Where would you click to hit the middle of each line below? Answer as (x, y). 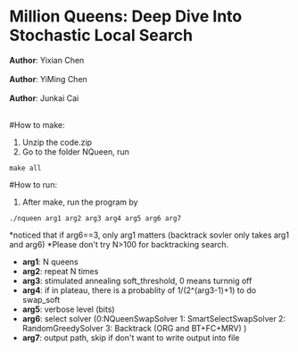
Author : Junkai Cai (44, 98)
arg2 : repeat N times (60, 271)
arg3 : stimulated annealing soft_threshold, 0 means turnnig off (137, 281)
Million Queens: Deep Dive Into (126, 17)
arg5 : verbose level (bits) (68, 309)
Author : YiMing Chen (48, 79)
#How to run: (33, 184)
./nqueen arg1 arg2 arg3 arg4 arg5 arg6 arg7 (95, 218)
